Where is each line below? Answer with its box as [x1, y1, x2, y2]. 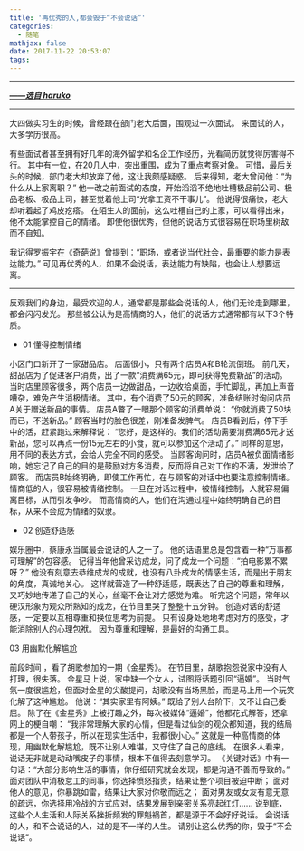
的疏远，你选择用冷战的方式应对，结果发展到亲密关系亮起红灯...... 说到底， [9, 798, 288, 808]
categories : [9, 22, 54, 31]
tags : [9, 55, 30, 64]
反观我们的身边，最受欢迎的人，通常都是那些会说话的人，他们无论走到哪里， [9, 297, 295, 308]
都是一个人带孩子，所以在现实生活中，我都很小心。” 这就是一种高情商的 [9, 730, 273, 740]
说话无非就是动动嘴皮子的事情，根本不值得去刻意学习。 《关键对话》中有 [9, 753, 281, 763]
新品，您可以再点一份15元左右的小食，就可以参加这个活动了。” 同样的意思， [9, 438, 290, 449]
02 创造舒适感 [22, 525, 75, 536]
